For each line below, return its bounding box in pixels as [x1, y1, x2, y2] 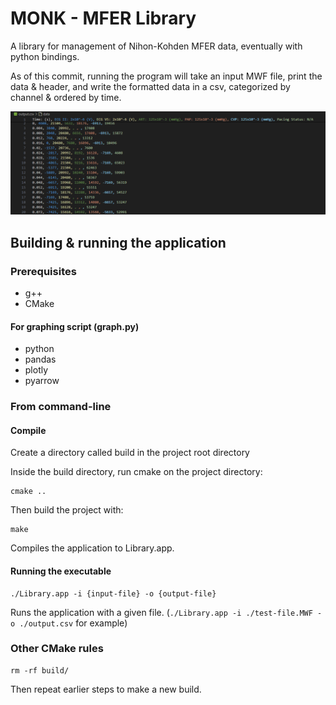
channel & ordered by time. [10, 91, 122, 103]
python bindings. [10, 50, 80, 62]
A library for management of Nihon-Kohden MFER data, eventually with [10, 40, 303, 52]
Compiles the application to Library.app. [10, 542, 175, 554]
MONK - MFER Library [10, 7, 197, 30]
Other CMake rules [10, 642, 104, 656]
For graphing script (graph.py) [10, 320, 140, 332]
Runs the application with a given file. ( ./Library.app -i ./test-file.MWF [10, 606, 313, 618]
